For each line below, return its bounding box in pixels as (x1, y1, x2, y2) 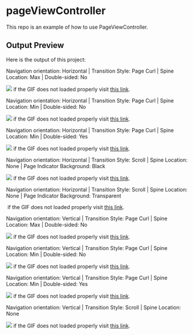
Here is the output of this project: (6, 56, 86, 63)
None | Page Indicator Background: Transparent (6, 192, 122, 199)
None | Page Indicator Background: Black (6, 162, 106, 169)
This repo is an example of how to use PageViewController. (6, 23, 149, 30)
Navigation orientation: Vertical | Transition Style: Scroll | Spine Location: (6, 303, 181, 311)
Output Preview (6, 40, 64, 50)
